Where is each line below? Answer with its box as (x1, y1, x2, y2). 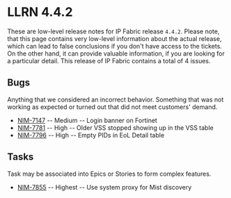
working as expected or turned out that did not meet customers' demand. (7, 102, 218, 111)
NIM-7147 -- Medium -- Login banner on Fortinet (17, 116, 158, 124)
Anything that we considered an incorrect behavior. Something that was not (7, 95, 224, 104)
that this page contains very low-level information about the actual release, (7, 34, 222, 42)
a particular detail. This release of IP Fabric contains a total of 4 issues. (7, 56, 211, 65)
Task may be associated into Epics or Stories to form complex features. (7, 170, 212, 178)
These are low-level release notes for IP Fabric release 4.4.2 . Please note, (7, 27, 221, 35)
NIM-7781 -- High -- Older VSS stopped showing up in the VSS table (17, 123, 214, 132)
